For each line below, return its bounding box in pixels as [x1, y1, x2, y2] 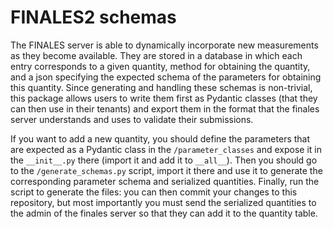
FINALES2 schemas [10, 6, 177, 29]
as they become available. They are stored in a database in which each [10, 49, 303, 61]
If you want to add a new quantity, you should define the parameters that [10, 132, 311, 145]
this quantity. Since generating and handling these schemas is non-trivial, [10, 81, 313, 93]
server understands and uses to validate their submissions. [10, 113, 254, 125]
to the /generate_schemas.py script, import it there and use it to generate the [10, 164, 323, 176]
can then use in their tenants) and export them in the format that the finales [10, 102, 320, 115]
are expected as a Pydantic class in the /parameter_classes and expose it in [10, 143, 322, 155]
